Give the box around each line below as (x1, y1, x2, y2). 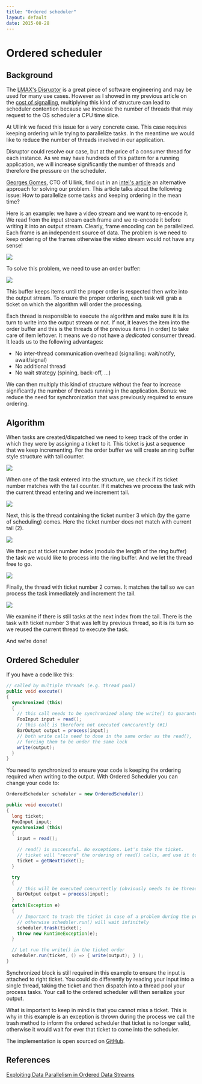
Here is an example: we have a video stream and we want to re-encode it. (6, 210, 189, 217)
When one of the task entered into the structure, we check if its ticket (6, 476, 179, 483)
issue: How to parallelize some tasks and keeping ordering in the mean (6, 191, 182, 199)
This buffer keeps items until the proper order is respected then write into (6, 288, 188, 295)
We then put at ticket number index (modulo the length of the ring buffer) (6, 548, 187, 555)
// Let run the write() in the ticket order (11, 947, 125, 953)
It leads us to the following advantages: (6, 338, 104, 345)
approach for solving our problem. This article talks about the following (6, 185, 182, 193)
